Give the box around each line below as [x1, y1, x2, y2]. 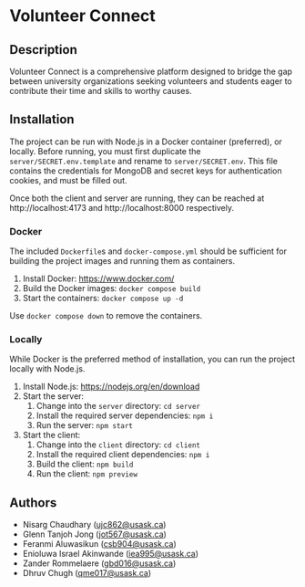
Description [9, 42, 77, 58]
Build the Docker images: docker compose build [22, 283, 201, 294]
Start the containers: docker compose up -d [22, 293, 184, 304]
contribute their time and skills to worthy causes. [9, 86, 193, 96]
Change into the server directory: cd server [36, 401, 200, 412]
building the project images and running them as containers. [9, 256, 236, 267]
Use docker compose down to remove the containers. [9, 310, 203, 321]
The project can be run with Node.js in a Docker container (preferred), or [9, 136, 282, 147]
